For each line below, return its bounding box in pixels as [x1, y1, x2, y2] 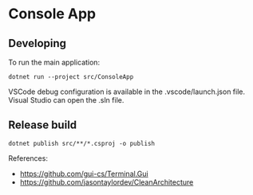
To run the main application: [8, 57, 101, 67]
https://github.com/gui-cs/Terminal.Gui [19, 169, 149, 178]
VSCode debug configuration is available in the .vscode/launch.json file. [8, 87, 246, 96]
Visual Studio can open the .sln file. [8, 96, 125, 104]
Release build [8, 119, 77, 132]
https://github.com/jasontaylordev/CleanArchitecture [19, 177, 194, 187]
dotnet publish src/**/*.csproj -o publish [8, 139, 156, 147]
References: [8, 153, 48, 163]
